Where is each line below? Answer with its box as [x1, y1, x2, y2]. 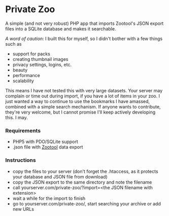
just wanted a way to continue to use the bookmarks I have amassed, [5, 98, 150, 104]
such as [5, 41, 22, 47]
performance [12, 72, 41, 78]
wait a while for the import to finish [12, 195, 86, 201]
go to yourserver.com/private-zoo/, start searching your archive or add [12, 200, 161, 206]
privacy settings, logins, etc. [12, 61, 72, 67]
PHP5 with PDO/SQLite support [12, 138, 79, 145]
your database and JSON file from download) [12, 173, 108, 179]
